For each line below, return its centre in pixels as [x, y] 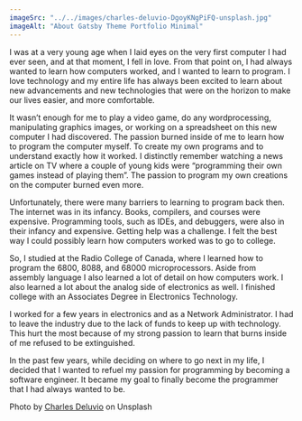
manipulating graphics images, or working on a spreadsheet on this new [143, 126]
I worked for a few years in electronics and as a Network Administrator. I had [151, 313]
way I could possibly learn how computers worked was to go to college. [143, 240]
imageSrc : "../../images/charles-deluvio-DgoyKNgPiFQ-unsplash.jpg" [141, 18]
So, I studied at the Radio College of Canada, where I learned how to [137, 257]
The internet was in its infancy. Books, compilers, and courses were [135, 211]
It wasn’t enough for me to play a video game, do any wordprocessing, [141, 117]
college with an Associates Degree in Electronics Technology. [124, 296]
